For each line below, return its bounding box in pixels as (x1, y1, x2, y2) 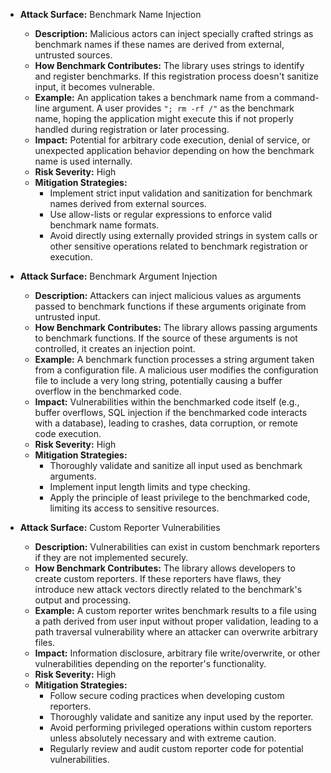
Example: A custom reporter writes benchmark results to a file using (34, 605, 317, 616)
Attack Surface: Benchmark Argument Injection (19, 270, 218, 282)
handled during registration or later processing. (34, 124, 230, 135)
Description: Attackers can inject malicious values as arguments (34, 290, 302, 301)
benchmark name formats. (49, 219, 160, 231)
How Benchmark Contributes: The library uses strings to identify (34, 60, 305, 71)
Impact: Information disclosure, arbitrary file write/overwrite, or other (34, 647, 321, 659)
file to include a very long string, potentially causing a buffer (34, 375, 283, 386)
